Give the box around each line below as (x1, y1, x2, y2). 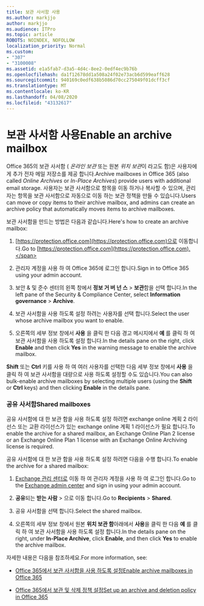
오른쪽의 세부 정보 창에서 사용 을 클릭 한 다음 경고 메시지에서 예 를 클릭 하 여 (15, 329, 195, 337)
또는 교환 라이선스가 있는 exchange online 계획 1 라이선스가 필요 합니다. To (17, 423, 195, 430)
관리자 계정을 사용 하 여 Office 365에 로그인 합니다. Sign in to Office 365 (15, 264, 189, 272)
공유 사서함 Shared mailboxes (6, 400, 91, 409)
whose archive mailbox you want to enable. (15, 316, 124, 324)
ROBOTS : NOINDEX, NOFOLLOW (6, 37, 75, 43)
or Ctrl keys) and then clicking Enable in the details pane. (6, 384, 151, 391)
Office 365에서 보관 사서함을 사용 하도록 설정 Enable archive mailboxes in (15, 566, 193, 574)
